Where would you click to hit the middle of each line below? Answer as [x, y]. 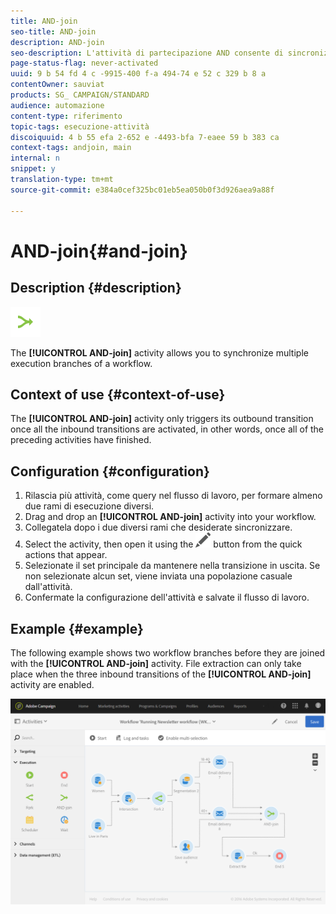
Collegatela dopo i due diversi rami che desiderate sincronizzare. [158, 527]
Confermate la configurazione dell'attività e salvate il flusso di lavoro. [167, 597]
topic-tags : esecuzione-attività [80, 126]
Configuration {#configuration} [110, 471]
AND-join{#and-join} [99, 251]
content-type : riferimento [66, 116]
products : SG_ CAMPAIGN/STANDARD [80, 95]
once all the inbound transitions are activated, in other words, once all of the [167, 429]
